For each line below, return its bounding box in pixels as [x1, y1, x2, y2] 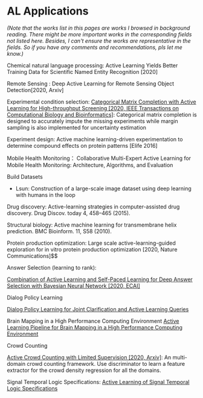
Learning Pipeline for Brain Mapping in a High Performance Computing [7, 323, 183, 331]
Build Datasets [7, 173, 43, 180]
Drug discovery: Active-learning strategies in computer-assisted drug [7, 203, 180, 210]
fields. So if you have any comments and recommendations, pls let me [7, 44, 183, 51]
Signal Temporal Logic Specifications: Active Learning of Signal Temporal [7, 378, 190, 385]
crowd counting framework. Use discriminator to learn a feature [27, 360, 185, 367]
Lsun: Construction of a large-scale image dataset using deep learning [15, 185, 192, 192]
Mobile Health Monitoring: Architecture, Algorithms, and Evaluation [7, 161, 173, 168]
